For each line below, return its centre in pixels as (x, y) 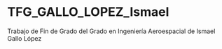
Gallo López (25, 38)
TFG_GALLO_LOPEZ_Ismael (88, 12)
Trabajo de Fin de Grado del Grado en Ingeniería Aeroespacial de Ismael (111, 31)
